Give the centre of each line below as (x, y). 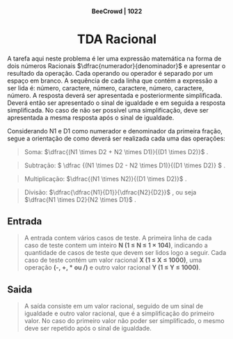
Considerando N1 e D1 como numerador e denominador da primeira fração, (115, 131)
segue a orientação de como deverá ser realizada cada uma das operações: (116, 138)
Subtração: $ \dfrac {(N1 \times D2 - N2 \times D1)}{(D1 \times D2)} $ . (125, 165)
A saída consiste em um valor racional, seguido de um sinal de (114, 306)
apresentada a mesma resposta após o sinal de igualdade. (91, 117)
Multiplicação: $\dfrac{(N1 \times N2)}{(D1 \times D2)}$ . (105, 179)
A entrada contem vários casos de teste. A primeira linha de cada (118, 238)
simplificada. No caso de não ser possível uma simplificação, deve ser (108, 110)
